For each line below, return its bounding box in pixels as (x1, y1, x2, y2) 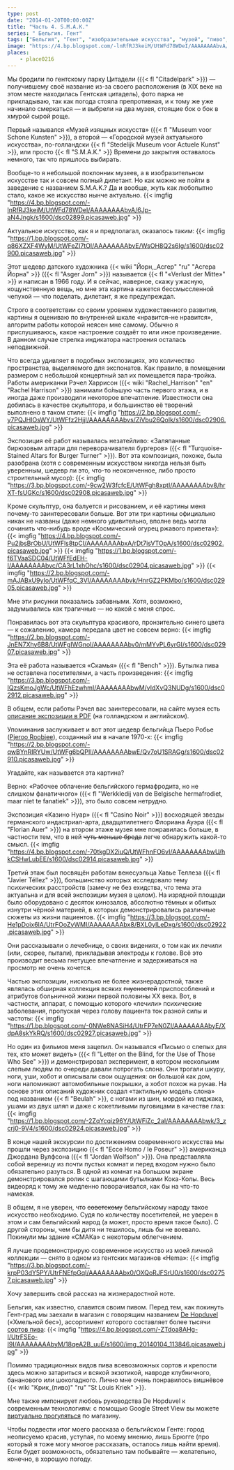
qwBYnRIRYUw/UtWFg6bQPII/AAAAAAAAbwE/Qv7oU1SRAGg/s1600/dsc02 (7, 748, 224, 756)
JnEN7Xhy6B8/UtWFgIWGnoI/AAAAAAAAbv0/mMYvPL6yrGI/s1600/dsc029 (7, 640, 226, 648)
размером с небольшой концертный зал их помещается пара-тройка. (7, 371, 217, 379)
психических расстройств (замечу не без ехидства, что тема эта (7, 883, 202, 891)
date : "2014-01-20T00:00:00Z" (7, 17, 95, 24)
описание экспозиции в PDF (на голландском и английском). (7, 711, 189, 720)
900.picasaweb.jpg (7, 248, 63, 257)
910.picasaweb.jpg (7, 755, 61, 763)
